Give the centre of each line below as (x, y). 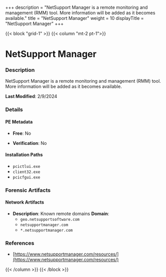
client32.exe (26, 172)
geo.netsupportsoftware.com (50, 219)
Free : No (22, 133)
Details (14, 110)
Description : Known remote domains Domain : (61, 213)
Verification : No (30, 143)
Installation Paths (24, 155)
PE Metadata (19, 122)
